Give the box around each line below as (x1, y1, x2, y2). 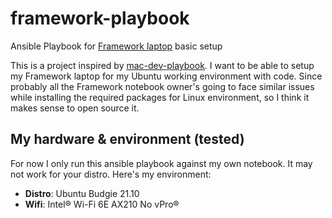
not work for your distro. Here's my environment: (10, 168, 212, 180)
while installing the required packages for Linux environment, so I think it (10, 91, 310, 103)
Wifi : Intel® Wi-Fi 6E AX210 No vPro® (24, 198, 180, 210)
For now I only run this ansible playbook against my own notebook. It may (10, 157, 313, 169)
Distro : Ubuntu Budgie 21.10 (24, 187, 140, 199)
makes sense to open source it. (10, 102, 140, 114)
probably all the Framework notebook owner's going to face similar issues (10, 80, 315, 92)
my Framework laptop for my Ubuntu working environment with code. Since (10, 70, 323, 82)
